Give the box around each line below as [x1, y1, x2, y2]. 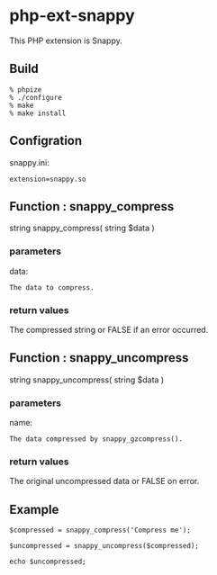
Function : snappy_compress [9, 199, 175, 214]
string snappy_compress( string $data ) [9, 222, 155, 234]
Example [9, 501, 59, 517]
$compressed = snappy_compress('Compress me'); [9, 526, 192, 535]
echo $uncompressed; [9, 557, 87, 567]
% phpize [9, 85, 42, 94]
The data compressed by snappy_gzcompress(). [9, 435, 183, 444]
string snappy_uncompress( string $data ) [9, 374, 165, 385]
